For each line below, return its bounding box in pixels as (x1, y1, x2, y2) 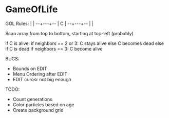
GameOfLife (5, 4, 58, 15)
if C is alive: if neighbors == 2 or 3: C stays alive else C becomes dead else (5, 40, 164, 46)
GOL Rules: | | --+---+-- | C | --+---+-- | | (5, 20, 94, 27)
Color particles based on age (12, 101, 74, 108)
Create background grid (12, 107, 64, 113)
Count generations (12, 96, 52, 102)
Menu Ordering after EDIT (12, 70, 68, 77)
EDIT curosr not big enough (12, 76, 71, 82)
